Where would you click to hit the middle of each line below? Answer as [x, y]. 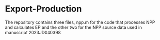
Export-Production [43, 9]
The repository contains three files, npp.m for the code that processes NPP [80, 22]
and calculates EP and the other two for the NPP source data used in [73, 27]
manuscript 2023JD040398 [33, 32]
